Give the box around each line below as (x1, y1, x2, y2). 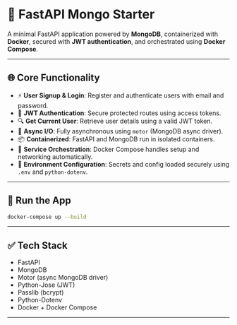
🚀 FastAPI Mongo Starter (7, 6, 155, 23)
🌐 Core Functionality (7, 72, 100, 84)
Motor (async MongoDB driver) (17, 273, 109, 282)
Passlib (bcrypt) (17, 288, 64, 297)
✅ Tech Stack (7, 240, 68, 252)
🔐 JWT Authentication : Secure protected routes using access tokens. (17, 109, 221, 117)
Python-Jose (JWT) (17, 280, 75, 289)
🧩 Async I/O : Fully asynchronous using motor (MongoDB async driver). (17, 126, 224, 135)
